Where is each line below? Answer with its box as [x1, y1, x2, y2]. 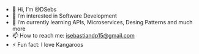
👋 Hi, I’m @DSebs [12, 6, 57, 13]
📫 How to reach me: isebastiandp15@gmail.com [12, 32, 135, 39]
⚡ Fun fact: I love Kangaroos [12, 41, 84, 48]
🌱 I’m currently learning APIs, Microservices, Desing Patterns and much [12, 19, 193, 25]
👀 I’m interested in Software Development [12, 12, 118, 19]
